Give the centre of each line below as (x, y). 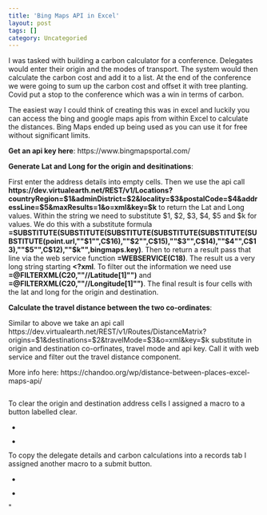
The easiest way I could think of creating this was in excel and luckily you (129, 110)
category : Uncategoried (48, 38)
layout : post (30, 23)
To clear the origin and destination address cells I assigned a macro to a (127, 403)
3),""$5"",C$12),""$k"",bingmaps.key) (75, 250)
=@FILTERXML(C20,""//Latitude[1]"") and (80, 275)
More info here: (34, 373)
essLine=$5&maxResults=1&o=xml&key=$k (83, 208)
